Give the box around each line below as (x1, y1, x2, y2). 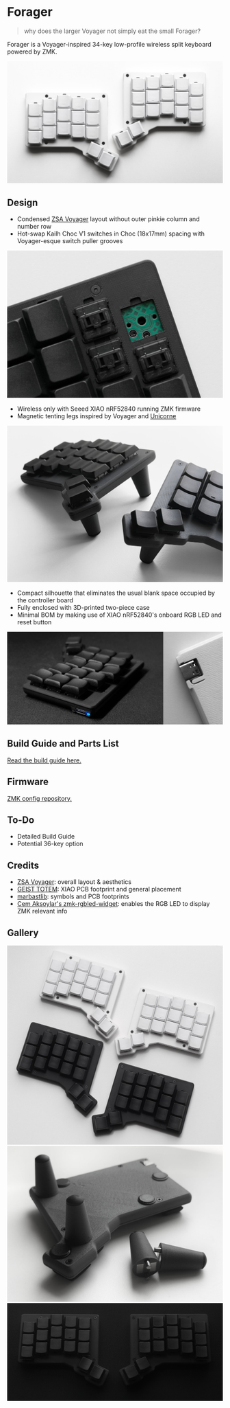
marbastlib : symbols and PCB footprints (16, 892, 130, 900)
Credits (7, 859, 40, 871)
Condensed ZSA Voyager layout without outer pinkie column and (16, 215, 200, 223)
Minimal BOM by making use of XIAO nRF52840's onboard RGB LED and (16, 611, 222, 619)
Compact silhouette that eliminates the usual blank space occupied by (16, 589, 216, 598)
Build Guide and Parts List (7, 738, 120, 749)
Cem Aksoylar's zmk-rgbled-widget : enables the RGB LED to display (16, 900, 210, 908)
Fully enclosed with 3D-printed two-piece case (16, 604, 150, 612)
